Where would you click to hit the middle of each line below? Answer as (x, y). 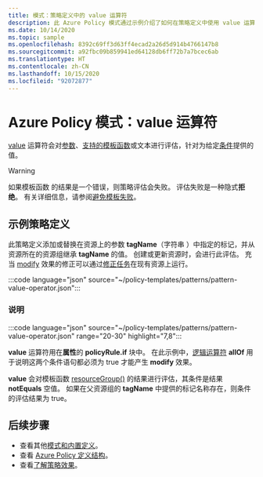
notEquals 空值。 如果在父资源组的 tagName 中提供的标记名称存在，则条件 (130, 388)
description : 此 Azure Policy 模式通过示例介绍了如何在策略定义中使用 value (124, 23)
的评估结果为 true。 (40, 398)
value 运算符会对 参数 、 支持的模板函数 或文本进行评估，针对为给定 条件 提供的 (131, 145)
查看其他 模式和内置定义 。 (61, 446)
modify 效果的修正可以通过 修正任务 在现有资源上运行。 (104, 264)
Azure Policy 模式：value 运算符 (113, 122)
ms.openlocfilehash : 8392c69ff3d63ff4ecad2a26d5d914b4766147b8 (113, 45)
